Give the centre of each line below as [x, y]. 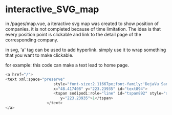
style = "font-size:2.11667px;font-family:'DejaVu [106, 84]
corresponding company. [32, 40]
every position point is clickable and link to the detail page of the [73, 34]
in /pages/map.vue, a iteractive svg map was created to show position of [82, 24]
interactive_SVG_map [52, 9]
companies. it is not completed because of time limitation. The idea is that [83, 29]
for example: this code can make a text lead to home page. [67, 65]
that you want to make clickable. [39, 55]
